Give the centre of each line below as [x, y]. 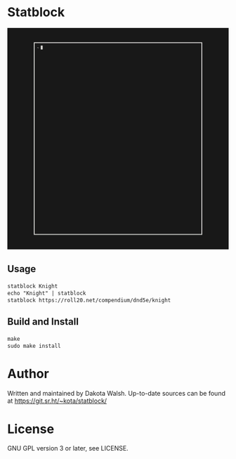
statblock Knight [33, 286]
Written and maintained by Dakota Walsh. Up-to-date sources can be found [117, 393]
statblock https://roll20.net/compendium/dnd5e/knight [89, 300]
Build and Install [43, 322]
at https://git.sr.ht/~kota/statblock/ [57, 401]
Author [28, 374]
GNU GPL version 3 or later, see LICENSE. [68, 448]
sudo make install [34, 346]
